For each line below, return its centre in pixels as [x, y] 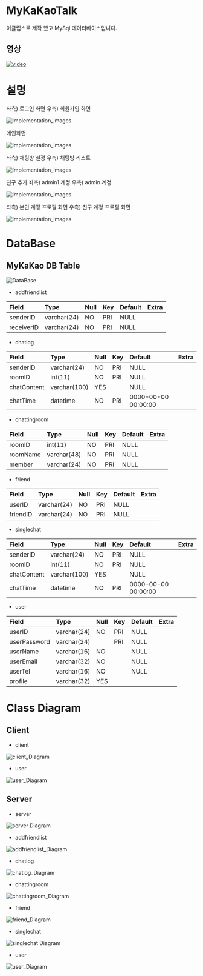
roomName [25, 454]
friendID [21, 514]
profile [19, 681]
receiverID [24, 327]
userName [24, 651]
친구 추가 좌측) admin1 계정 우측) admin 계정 [59, 182]
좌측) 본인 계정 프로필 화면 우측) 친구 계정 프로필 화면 [69, 207]
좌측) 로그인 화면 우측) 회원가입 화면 [49, 108]
